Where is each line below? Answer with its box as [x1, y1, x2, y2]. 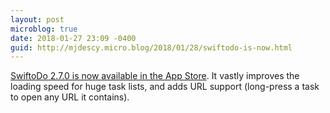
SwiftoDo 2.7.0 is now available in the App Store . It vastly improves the [10, 70, 300, 82]
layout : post [10, 14, 65, 25]
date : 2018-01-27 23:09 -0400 [10, 33, 137, 43]
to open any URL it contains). [10, 91, 130, 103]
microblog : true [10, 24, 78, 34]
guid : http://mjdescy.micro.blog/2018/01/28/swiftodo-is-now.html [10, 42, 293, 53]
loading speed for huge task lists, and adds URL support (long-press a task [10, 81, 320, 93]
